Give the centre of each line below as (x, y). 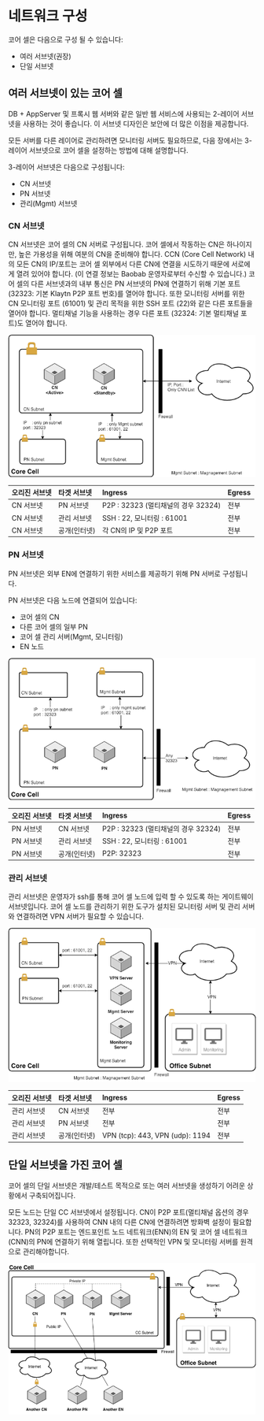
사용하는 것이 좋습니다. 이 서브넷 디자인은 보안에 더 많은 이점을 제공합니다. (136, 124)
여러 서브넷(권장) (46, 56)
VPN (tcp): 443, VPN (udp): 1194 (156, 1135)
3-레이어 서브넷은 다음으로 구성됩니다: (67, 167)
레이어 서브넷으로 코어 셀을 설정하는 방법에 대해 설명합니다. (98, 150)
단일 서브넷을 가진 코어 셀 (66, 1165)
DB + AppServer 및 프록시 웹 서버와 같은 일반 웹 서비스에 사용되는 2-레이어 (124, 113)
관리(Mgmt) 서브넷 (48, 203)
